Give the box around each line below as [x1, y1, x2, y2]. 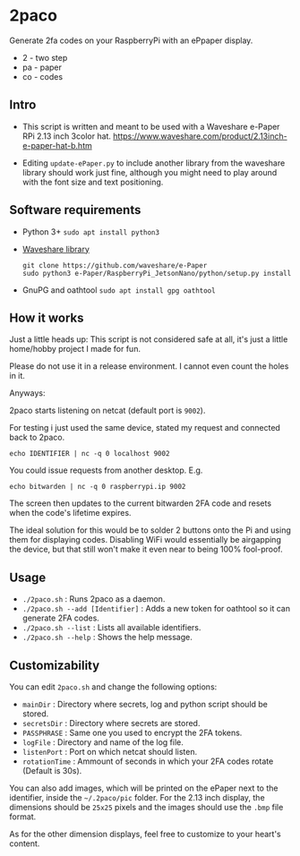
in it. [9, 371, 25, 381]
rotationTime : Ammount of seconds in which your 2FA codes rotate [21, 756, 274, 766]
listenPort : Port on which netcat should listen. [21, 747, 198, 757]
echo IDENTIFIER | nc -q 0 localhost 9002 [9, 449, 170, 458]
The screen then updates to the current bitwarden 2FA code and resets [9, 498, 271, 509]
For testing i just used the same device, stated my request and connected [9, 423, 280, 433]
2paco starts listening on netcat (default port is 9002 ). [9, 405, 206, 416]
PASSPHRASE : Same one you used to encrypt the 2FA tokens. [21, 727, 243, 738]
